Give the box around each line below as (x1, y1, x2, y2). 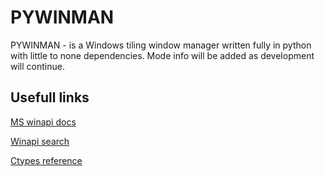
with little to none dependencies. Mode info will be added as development (10, 49, 315, 61)
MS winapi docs (10, 116, 77, 128)
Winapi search (10, 135, 70, 147)
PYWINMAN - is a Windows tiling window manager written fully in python (10, 39, 312, 51)
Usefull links (10, 89, 90, 106)
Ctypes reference (10, 154, 83, 166)
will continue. (10, 60, 65, 72)
